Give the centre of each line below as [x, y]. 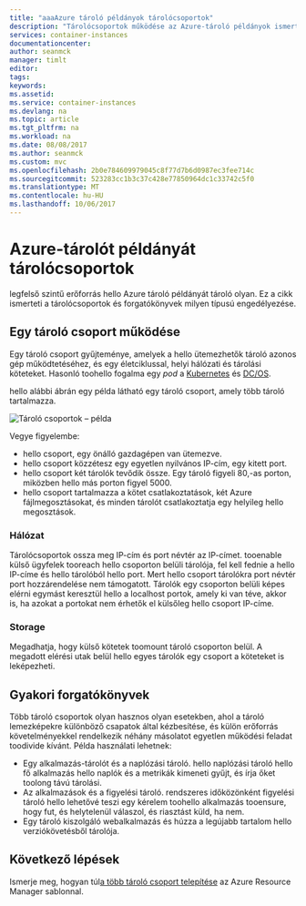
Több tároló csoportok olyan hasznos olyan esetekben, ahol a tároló [137, 717]
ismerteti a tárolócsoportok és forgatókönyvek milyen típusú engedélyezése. [153, 303]
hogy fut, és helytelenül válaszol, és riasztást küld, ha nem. [133, 812]
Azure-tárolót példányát [102, 249]
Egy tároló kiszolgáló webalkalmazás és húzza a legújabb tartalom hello [157, 821]
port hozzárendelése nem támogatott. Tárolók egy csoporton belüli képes [147, 584]
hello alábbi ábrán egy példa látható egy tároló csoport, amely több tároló [147, 391]
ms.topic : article [44, 119]
